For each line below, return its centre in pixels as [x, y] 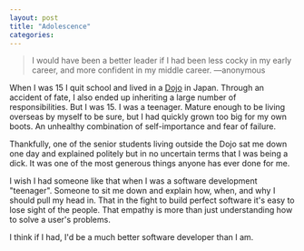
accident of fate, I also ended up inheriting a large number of [123, 97]
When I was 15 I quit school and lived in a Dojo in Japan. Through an [137, 88]
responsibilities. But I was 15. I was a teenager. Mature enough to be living [147, 107]
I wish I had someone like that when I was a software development [133, 181]
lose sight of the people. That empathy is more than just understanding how [151, 210]
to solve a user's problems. [60, 220]
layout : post [34, 18]
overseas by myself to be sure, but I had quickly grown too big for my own [148, 117]
